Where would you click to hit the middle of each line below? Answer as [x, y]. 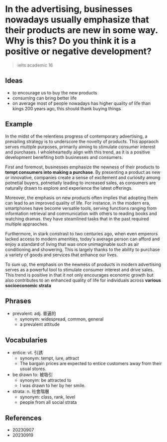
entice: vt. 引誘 [28, 353]
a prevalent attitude [40, 324]
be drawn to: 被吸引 [33, 375]
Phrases [18, 301]
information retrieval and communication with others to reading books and [81, 213]
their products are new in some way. [82, 30]
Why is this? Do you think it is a [71, 41]
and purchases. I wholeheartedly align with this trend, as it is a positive [78, 152]
